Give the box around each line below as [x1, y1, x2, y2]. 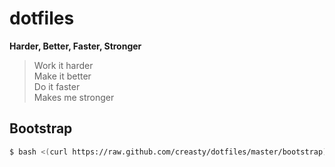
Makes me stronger [33, 91, 115, 103]
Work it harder [33, 59, 94, 71]
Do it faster [33, 80, 81, 92]
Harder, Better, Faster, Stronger [9, 40, 142, 52]
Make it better [33, 70, 92, 82]
